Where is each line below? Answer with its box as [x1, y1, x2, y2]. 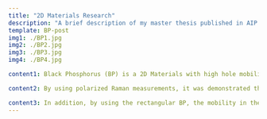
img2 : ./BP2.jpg [8, 41, 62, 49]
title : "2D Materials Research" [8, 11, 115, 20]
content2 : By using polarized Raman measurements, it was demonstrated [8, 84, 250, 92]
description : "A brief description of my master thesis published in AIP [8, 19, 258, 27]
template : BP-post [8, 26, 69, 34]
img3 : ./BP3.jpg [8, 48, 62, 56]
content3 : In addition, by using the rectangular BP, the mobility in [8, 98, 247, 107]
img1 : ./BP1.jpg [8, 33, 62, 42]
